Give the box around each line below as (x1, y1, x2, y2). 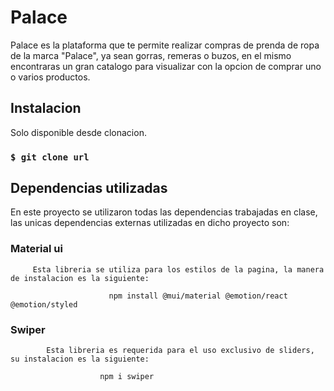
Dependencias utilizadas (10, 180, 168, 197)
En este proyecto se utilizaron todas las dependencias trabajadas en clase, (10, 206, 318, 218)
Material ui (10, 242, 63, 256)
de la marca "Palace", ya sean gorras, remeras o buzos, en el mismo (10, 49, 292, 61)
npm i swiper (99, 372, 155, 382)
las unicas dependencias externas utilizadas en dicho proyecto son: (10, 217, 290, 229)
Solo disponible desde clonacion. (10, 126, 147, 138)
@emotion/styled (10, 299, 78, 310)
